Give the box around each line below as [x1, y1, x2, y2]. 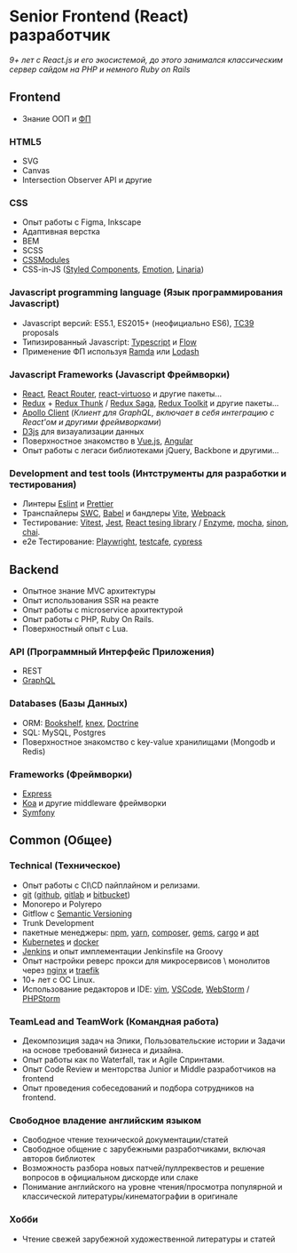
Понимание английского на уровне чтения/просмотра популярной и [21, 1182, 283, 1193]
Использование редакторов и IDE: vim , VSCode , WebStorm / [21, 984, 250, 994]
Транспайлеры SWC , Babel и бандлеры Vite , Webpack [21, 508, 226, 519]
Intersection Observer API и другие [21, 175, 152, 186]
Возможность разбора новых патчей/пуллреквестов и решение [21, 1162, 265, 1174]
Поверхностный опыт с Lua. [21, 624, 129, 634]
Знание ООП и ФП [21, 113, 91, 124]
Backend [9, 562, 59, 577]
